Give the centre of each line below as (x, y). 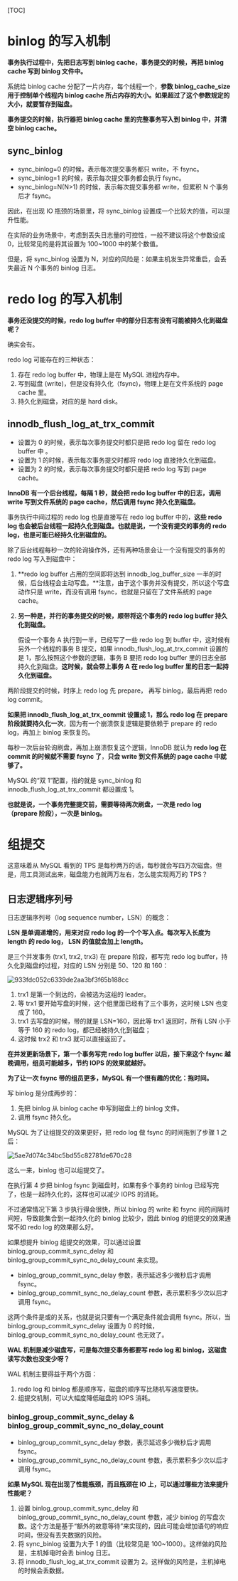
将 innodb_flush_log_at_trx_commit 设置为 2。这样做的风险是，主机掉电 (121, 1561)
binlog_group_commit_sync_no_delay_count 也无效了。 (88, 1335)
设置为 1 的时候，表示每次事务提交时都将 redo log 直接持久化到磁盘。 (119, 460)
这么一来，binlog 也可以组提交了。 (58, 1170)
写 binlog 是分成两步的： (43, 1093)
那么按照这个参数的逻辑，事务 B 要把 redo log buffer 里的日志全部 (130, 657)
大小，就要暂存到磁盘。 (42, 104)
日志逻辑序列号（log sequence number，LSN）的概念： (89, 918)
